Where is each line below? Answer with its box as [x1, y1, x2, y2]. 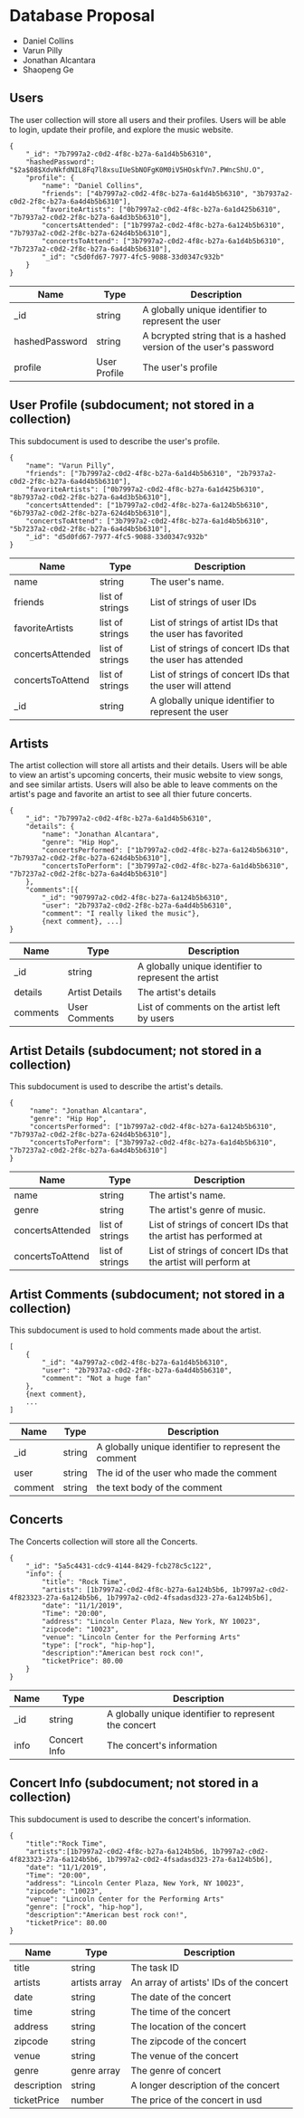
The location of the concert [130, 2019, 247, 2032]
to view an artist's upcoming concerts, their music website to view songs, [9, 770, 283, 781]
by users [137, 1012, 175, 1025]
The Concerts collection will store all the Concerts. [9, 1535, 198, 1547]
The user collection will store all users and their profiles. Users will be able [9, 114, 287, 125]
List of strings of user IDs [149, 595, 257, 608]
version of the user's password [142, 340, 274, 353]
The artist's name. [148, 1189, 226, 1201]
